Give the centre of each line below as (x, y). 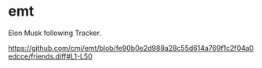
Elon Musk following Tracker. (55, 33)
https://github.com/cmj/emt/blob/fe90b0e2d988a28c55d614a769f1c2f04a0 (131, 48)
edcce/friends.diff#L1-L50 (50, 56)
